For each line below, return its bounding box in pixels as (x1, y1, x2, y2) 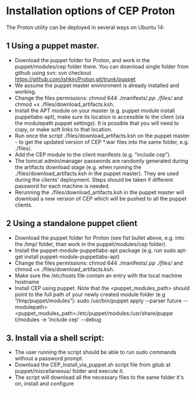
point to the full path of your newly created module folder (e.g (14, 291, 166, 298)
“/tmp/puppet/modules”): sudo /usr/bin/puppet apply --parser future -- (14, 297, 188, 304)
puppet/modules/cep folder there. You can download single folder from (14, 63, 189, 70)
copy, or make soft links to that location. (14, 125, 113, 133)
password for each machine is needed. (14, 182, 110, 189)
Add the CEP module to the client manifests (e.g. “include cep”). (14, 151, 171, 158)
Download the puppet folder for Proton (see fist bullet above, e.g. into (14, 234, 185, 241)
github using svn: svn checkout (14, 69, 92, 76)
